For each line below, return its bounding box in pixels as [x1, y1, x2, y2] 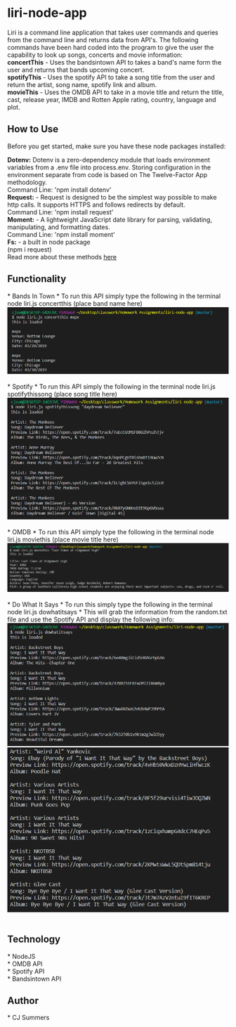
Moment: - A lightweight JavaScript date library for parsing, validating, [7, 215, 213, 224]
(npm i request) [7, 245, 52, 254]
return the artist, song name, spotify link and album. [7, 80, 157, 89]
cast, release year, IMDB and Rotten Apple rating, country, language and [7, 95, 216, 103]
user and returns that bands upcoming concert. [7, 65, 145, 74]
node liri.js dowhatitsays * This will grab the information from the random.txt [7, 607, 228, 616]
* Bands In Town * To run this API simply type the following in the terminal [7, 292, 221, 300]
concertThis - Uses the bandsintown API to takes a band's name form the [7, 58, 222, 66]
